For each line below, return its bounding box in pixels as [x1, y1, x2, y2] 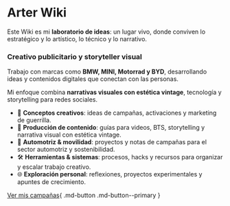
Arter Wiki [7, 5, 67, 21]
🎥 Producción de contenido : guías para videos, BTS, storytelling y [16, 124, 205, 132]
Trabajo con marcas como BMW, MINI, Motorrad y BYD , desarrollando [7, 67, 207, 76]
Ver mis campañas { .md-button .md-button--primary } [7, 191, 161, 200]
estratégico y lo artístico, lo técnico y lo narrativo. [7, 34, 148, 43]
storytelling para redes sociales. [7, 95, 98, 104]
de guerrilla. [16, 116, 51, 124]
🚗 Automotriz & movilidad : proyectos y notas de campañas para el [16, 138, 207, 146]
